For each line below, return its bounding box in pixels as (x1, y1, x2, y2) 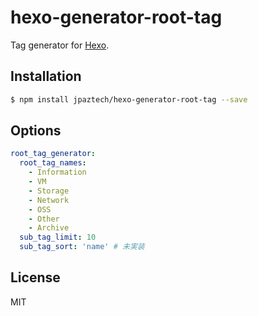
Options (10, 122, 62, 140)
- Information (28, 167, 87, 178)
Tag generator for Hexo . (10, 39, 110, 51)
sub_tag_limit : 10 (19, 232, 97, 243)
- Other (28, 214, 60, 224)
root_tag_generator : (10, 149, 97, 159)
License (10, 269, 61, 286)
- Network (28, 195, 70, 205)
